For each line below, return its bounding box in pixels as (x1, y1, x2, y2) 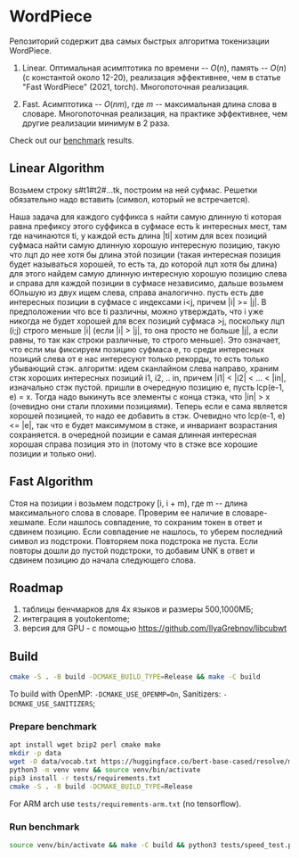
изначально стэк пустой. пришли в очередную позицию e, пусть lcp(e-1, (9, 382, 285, 392)
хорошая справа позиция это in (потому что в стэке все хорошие (9, 439, 258, 450)
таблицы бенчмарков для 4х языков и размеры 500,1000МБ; (21, 604, 254, 615)
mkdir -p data (9, 749, 62, 758)
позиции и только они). (9, 448, 98, 458)
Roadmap (9, 580, 64, 595)
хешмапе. (9, 516, 47, 527)
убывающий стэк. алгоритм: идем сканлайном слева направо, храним (9, 363, 279, 374)
